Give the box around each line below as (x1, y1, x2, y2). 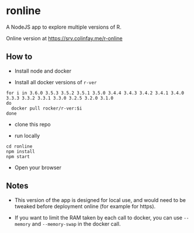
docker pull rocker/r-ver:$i (11, 105, 82, 111)
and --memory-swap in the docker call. (32, 220, 121, 227)
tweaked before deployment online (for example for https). (14, 203, 156, 210)
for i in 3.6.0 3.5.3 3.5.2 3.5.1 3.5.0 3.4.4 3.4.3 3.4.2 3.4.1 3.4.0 (6, 90, 184, 96)
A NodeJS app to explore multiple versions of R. (6, 23, 122, 30)
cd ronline (6, 143, 33, 149)
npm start (6, 153, 30, 159)
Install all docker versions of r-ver (14, 78, 97, 85)
